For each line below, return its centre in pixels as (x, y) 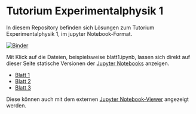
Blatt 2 (23, 81)
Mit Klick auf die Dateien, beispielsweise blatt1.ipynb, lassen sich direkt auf (98, 57)
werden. (16, 105)
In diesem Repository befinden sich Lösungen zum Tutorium (80, 27)
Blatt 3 (23, 87)
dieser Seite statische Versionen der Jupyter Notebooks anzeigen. (88, 63)
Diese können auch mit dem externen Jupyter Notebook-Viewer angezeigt (98, 99)
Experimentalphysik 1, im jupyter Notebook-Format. (69, 33)
